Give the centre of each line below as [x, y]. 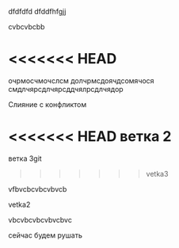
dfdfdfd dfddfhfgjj [37, 11]
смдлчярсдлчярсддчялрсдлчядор [66, 89]
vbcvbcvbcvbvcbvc [40, 219]
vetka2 [19, 204]
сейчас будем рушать [46, 235]
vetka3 [157, 174]
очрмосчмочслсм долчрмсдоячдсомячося [81, 80]
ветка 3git [25, 158]
